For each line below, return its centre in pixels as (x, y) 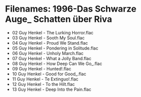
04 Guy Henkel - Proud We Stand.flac (50, 43)
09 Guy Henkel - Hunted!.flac (42, 68)
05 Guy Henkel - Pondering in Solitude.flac (55, 48)
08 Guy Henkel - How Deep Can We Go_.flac (57, 64)
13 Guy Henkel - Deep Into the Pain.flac (52, 89)
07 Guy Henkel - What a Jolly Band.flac (52, 58)
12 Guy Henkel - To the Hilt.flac (43, 84)
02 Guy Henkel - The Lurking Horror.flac (53, 32)
